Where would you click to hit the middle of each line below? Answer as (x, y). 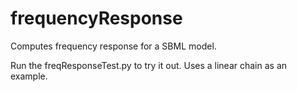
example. (29, 76)
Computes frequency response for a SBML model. (113, 46)
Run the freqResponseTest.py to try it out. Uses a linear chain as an (149, 65)
